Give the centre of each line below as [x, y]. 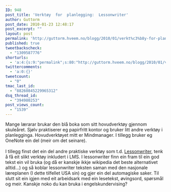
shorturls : [17, 57]
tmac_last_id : [20, 86]
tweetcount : [18, 77]
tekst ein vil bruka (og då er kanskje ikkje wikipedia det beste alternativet [81, 162]
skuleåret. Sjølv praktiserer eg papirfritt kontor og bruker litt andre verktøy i [84, 130]
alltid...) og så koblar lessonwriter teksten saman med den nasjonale [77, 167]
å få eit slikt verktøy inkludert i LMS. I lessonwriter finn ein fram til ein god [82, 157]
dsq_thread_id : [21, 95]
